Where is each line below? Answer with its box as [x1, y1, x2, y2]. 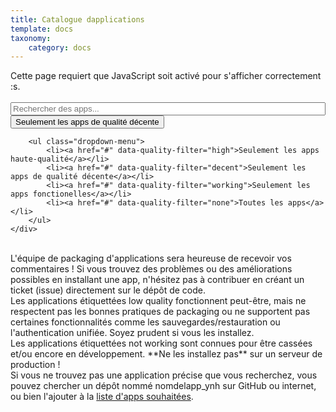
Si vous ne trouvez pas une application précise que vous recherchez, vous [10, 369, 318, 381]
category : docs [28, 42, 92, 53]
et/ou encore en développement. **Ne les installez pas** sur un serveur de [10, 348, 323, 360]
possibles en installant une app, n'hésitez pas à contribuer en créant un [10, 274, 305, 286]
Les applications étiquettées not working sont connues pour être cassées [10, 337, 313, 350]
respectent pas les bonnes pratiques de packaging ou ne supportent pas [10, 306, 311, 318]
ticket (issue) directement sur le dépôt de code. [10, 284, 207, 296]
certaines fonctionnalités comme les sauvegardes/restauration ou [10, 316, 281, 328]
